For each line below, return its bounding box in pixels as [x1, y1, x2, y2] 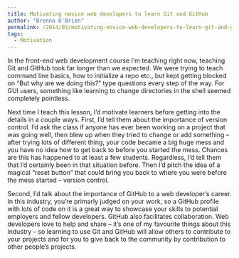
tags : [7, 30, 23, 38]
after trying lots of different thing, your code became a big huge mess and [7, 138, 225, 146]
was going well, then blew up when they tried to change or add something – [7, 131, 230, 139]
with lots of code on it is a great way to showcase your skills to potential [7, 205, 218, 213]
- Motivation [14, 37, 53, 44]
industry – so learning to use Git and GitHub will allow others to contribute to [7, 227, 231, 236]
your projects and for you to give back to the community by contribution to [7, 235, 226, 244]
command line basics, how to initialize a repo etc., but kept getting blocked [7, 72, 227, 80]
